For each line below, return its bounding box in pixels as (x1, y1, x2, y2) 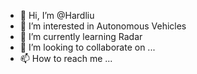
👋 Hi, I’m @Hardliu (19, 10, 95, 21)
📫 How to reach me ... (19, 53, 113, 64)
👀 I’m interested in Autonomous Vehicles (19, 20, 187, 32)
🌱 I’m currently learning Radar (19, 31, 143, 42)
